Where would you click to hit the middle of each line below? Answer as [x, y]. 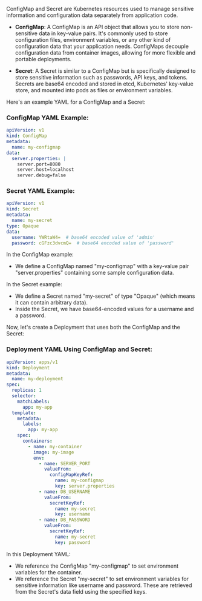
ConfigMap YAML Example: [47, 118]
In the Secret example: [34, 284]
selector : [24, 396]
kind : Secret [23, 209]
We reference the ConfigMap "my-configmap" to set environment [97, 566]
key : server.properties [85, 486]
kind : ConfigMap [27, 136]
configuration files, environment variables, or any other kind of [93, 40]
